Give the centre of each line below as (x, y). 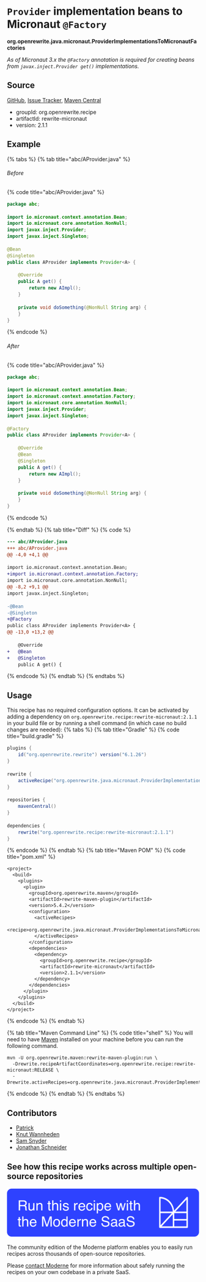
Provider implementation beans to (95, 11)
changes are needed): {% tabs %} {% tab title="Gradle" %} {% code (93, 730)
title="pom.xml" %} (31, 857)
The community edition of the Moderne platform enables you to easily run (100, 1247)
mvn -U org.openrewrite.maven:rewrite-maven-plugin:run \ (82, 1058)
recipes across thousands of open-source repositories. (76, 1254)
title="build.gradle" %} (35, 736)
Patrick (25, 1128)
